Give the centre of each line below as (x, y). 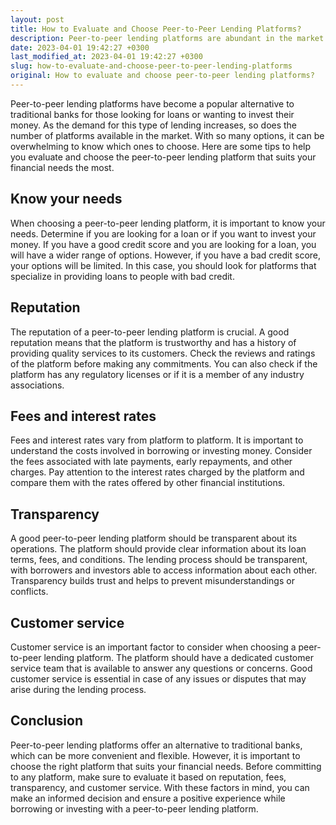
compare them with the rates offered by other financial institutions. (148, 483)
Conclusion (47, 721)
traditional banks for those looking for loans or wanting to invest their (152, 114)
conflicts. (29, 592)
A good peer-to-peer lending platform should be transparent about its (154, 538)
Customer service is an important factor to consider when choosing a (153, 647)
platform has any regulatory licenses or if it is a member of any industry (157, 374)
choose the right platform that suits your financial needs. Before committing (166, 766)
